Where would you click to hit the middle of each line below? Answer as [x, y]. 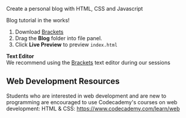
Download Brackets [39, 32]
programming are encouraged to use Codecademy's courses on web [92, 102]
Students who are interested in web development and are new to [86, 96]
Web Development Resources [63, 81]
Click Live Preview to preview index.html [66, 45]
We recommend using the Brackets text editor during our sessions [88, 63]
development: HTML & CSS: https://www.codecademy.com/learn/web [93, 108]
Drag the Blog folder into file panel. [58, 38]
